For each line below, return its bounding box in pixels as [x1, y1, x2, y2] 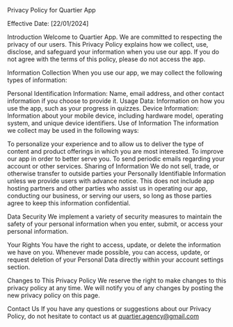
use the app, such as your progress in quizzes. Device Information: [7, 104, 200, 112]
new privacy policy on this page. [7, 292, 100, 299]
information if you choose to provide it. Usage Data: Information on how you [7, 97, 225, 105]
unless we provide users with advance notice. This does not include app [7, 177, 214, 185]
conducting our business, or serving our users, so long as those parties [7, 191, 212, 200]
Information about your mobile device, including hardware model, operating [7, 111, 224, 120]
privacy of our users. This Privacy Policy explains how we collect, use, [7, 40, 209, 48]
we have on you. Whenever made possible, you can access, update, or [7, 248, 210, 256]
